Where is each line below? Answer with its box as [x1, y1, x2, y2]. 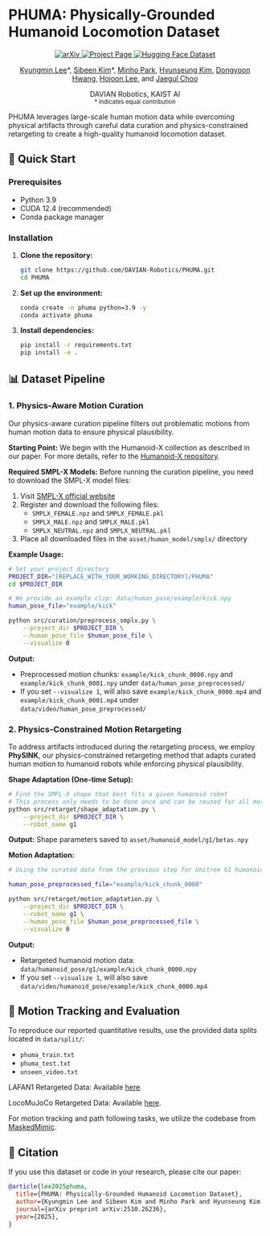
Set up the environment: [19, 288, 103, 297]
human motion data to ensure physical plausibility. [8, 427, 174, 437]
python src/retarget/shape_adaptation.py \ [8, 805, 157, 813]
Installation [8, 232, 54, 243]
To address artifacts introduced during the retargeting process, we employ [8, 742, 256, 752]
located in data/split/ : [8, 1034, 85, 1044]
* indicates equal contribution [94, 97, 176, 106]
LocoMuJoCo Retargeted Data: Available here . [8, 1098, 162, 1108]
